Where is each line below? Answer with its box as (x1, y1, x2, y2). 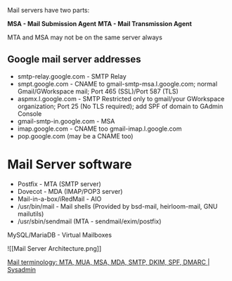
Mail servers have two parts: (7, 6, 90, 14)
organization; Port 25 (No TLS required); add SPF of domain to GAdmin (17, 102, 224, 110)
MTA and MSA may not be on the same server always (7, 33, 163, 41)
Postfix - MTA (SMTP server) (17, 179, 102, 188)
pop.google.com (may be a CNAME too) (17, 131, 134, 140)
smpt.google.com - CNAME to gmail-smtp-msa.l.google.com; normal (17, 79, 218, 88)
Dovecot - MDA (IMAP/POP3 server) (17, 187, 123, 195)
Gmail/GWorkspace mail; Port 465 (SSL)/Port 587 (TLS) (17, 87, 179, 96)
